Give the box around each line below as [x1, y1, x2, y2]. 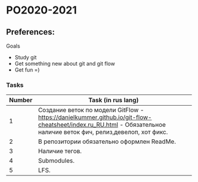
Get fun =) [14, 66, 40, 73]
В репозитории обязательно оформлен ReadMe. [38, 137, 176, 146]
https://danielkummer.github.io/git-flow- [38, 113, 152, 122]
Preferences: [6, 27, 55, 37]
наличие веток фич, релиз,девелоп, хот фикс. [38, 128, 168, 136]
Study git [14, 54, 37, 60]
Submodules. [38, 157, 75, 165]
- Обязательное [119, 121, 166, 129]
